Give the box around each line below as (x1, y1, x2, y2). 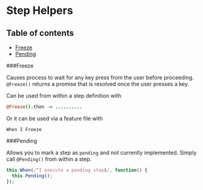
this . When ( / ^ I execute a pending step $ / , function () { (6, 167, 148, 173)
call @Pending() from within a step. (6, 155, 92, 163)
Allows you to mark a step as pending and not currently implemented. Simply (6, 149, 197, 156)
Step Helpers (6, 4, 73, 18)
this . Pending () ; (12, 172, 53, 179)
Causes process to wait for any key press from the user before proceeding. (6, 74, 194, 81)
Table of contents (6, 28, 74, 38)
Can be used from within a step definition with (6, 92, 121, 99)
